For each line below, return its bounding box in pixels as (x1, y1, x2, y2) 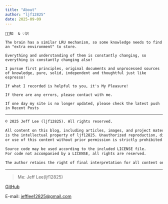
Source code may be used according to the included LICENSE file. (5, 146, 146, 151)
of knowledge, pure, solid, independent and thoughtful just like (5, 70, 146, 75)
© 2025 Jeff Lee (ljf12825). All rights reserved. (5, 119, 113, 124)
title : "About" (5, 7, 37, 12)
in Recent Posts (5, 105, 39, 110)
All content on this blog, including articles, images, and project (5, 128, 151, 133)
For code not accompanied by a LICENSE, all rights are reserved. (5, 151, 146, 156)
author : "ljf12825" (5, 12, 46, 17)
